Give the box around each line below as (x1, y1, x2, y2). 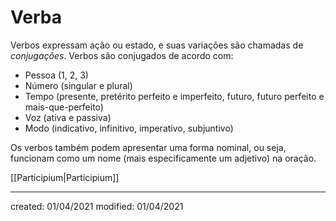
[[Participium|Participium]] (10, 171, 120, 183)
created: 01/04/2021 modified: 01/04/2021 (10, 200, 184, 212)
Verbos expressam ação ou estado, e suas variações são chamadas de (10, 39, 304, 51)
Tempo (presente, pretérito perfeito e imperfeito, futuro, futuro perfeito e (24, 90, 325, 102)
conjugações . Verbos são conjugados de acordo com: (10, 49, 234, 61)
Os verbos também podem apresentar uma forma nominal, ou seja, (10, 141, 287, 153)
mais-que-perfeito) (24, 101, 104, 113)
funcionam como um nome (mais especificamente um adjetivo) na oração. (10, 152, 317, 164)
